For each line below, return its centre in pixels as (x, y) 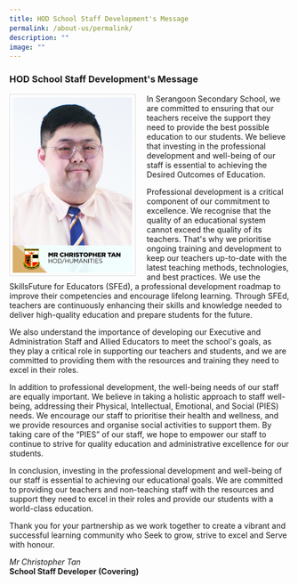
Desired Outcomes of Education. (206, 175)
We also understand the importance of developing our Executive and (135, 332)
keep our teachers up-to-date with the (217, 257)
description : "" (39, 37)
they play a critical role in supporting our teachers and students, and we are (148, 351)
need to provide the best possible (208, 127)
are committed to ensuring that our (210, 108)
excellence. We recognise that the (209, 210)
